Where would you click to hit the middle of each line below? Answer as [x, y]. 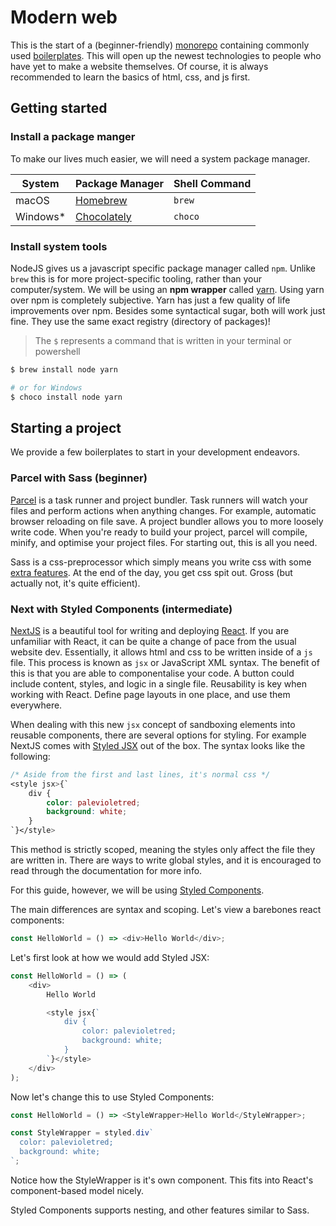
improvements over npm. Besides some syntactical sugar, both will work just [168, 310]
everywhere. [36, 705]
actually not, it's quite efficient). [75, 583]
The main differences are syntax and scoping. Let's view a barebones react [166, 910]
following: [30, 756]
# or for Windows [46, 387]
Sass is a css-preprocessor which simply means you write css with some [161, 562]
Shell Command [212, 183]
